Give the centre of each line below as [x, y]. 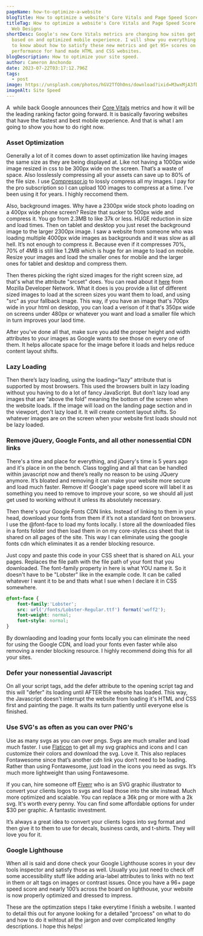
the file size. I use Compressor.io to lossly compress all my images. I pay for [101, 181]
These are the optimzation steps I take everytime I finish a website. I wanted [101, 907]
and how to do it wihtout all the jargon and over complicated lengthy [91, 920]
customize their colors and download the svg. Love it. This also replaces [96, 753]
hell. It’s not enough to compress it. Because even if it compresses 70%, [96, 245]
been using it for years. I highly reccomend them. [67, 194]
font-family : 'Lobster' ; [47, 604]
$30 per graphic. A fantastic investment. [56, 810]
